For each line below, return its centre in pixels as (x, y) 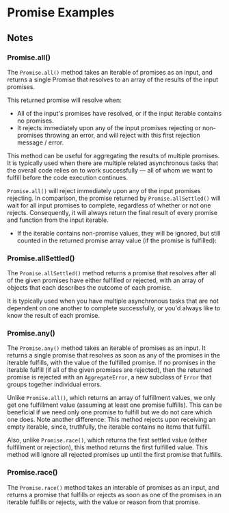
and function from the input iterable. (58, 220)
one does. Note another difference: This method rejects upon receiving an (111, 420)
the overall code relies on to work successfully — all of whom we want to (110, 170)
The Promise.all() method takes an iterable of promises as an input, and (110, 72)
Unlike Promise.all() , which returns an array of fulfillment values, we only (111, 398)
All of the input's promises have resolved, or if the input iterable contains (119, 113)
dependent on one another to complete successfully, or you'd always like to (114, 308)
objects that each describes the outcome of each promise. (90, 288)
